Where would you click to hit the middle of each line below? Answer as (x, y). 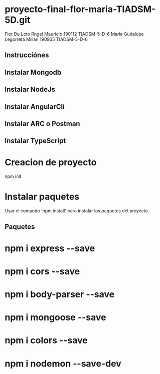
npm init (13, 176)
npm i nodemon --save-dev (63, 363)
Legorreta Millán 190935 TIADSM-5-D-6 (46, 39)
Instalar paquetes (42, 197)
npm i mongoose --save (55, 317)
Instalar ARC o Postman (43, 124)
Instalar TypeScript (35, 141)
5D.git (18, 20)
